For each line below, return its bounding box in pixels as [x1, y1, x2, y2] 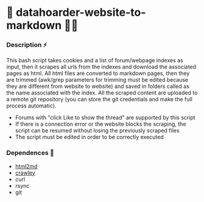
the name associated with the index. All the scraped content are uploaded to [6, 89, 198, 96]
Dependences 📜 [6, 149, 55, 157]
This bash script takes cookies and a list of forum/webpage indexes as [6, 57, 184, 64]
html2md [15, 162, 38, 170]
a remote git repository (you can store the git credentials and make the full [6, 96, 193, 103]
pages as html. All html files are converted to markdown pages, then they [6, 70, 190, 77]
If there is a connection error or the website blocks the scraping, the [15, 120, 186, 128]
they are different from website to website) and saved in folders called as [6, 82, 190, 90]
